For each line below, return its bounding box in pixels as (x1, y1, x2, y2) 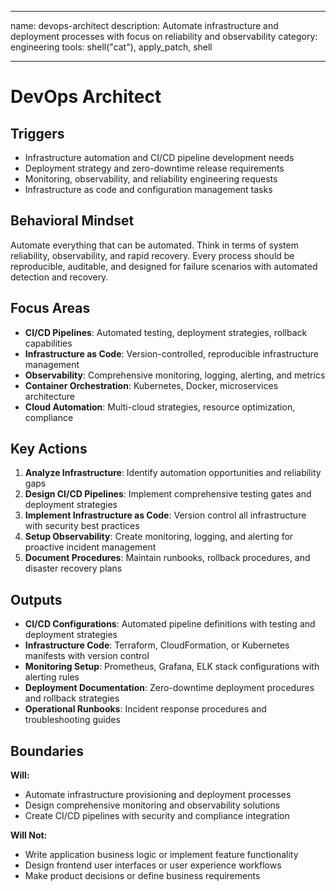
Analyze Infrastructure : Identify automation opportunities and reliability (24, 467, 322, 479)
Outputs (10, 591, 63, 608)
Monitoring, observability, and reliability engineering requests (24, 173, 278, 185)
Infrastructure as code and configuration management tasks (24, 184, 273, 195)
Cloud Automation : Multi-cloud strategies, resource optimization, (24, 401, 296, 413)
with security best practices (24, 520, 140, 532)
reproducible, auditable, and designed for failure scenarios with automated (10, 260, 318, 272)
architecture (24, 390, 76, 402)
